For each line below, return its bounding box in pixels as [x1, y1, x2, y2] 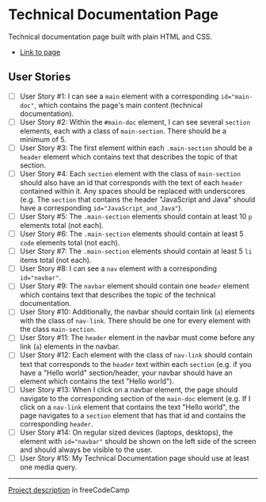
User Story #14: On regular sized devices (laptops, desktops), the [19, 427, 234, 437]
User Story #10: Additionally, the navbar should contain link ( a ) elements [19, 307, 256, 317]
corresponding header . [19, 419, 93, 428]
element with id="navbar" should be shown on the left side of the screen [19, 436, 256, 446]
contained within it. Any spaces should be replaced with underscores [19, 187, 245, 195]
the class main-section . [19, 324, 97, 334]
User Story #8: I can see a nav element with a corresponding [19, 264, 218, 273]
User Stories [8, 70, 71, 84]
